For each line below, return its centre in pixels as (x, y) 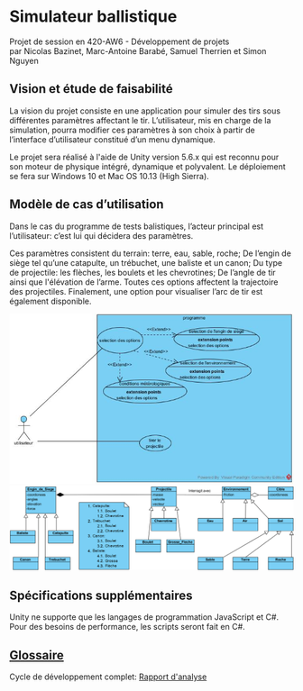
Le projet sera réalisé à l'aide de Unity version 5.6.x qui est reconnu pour (144, 157)
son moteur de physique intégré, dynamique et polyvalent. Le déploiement (147, 166)
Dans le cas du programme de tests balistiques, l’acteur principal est (137, 226)
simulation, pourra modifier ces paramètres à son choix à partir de (132, 130)
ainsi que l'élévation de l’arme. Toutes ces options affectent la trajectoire (144, 282)
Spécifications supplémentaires (101, 595)
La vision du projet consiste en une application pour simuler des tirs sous (145, 111)
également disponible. (50, 301)
